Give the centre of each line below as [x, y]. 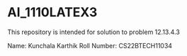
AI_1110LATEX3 [52, 12]
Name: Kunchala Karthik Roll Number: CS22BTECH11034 [90, 45]
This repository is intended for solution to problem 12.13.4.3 [94, 32]
